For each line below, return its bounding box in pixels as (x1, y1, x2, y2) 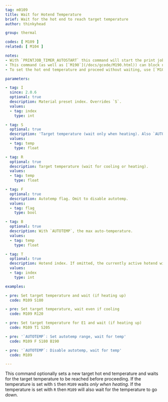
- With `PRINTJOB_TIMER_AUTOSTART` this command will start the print (5, 58, 155, 63)
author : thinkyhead (5, 21, 46, 27)
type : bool (14, 210, 37, 216)
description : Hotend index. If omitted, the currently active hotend (9, 261, 157, 266)
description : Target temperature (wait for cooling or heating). (9, 164, 149, 169)
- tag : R (5, 154, 23, 159)
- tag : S (5, 122, 23, 127)
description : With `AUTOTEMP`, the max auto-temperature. (9, 229, 133, 234)
